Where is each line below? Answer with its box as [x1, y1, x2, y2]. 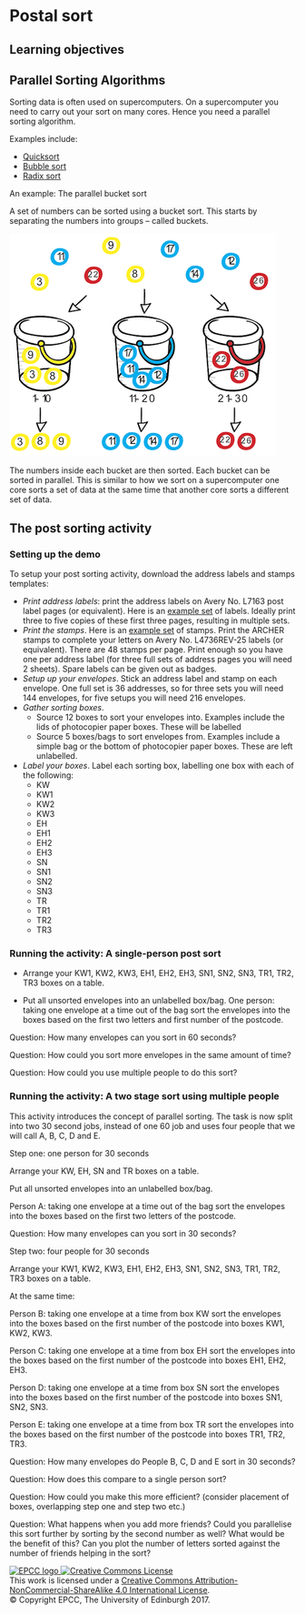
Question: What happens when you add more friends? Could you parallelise [9, 1518, 292, 1529]
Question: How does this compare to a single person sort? [9, 1473, 227, 1484]
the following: [22, 770, 74, 781]
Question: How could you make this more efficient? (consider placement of [9, 1491, 290, 1502]
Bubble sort [22, 161, 66, 172]
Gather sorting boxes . [22, 702, 104, 713]
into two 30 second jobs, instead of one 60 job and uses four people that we [9, 1120, 296, 1131]
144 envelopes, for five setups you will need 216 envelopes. [22, 692, 246, 703]
